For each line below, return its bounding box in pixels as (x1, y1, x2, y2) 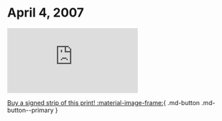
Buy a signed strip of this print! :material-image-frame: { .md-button (7, 98, 200, 106)
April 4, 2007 (7, 5, 85, 21)
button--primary (7, 106, 54, 114)
